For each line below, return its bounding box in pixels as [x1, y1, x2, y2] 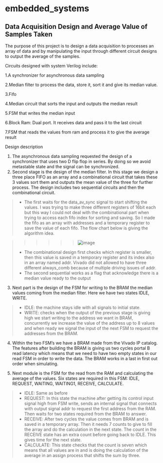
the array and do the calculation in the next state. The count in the [24, 426, 157, 432]
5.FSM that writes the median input [5, 110, 75, 116]
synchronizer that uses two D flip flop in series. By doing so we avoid [12, 158, 151, 164]
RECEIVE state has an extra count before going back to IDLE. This [24, 432, 156, 438]
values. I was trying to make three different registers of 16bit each [24, 204, 156, 210]
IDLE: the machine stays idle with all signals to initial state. [24, 305, 141, 310]
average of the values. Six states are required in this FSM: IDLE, [12, 375, 140, 381]
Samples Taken [5, 30, 53, 38]
